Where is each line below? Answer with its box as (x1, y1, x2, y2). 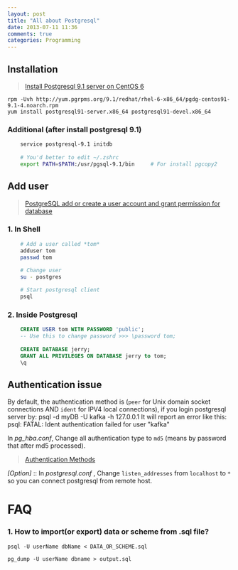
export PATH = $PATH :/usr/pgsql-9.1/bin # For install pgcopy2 (20, 161, 218, 168)
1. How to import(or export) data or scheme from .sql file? (7, 527, 210, 537)
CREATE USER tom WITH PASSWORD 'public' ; (20, 326, 144, 333)
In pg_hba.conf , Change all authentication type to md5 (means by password (7, 434, 227, 443)
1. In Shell (7, 225, 41, 235)
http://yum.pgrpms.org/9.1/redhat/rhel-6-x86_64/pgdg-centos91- (36, 95, 231, 103)
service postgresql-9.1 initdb (20, 141, 113, 148)
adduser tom (20, 247, 55, 254)
